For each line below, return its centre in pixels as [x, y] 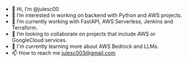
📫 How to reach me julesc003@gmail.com [63, 53]
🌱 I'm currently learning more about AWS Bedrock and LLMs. [85, 46]
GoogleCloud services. [39, 40]
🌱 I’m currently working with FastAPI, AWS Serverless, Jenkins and [92, 21]
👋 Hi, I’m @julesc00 [35, 9]
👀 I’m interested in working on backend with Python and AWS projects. [97, 15]
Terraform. [25, 27]
